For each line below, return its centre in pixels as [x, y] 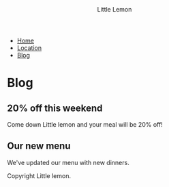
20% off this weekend [55, 108]
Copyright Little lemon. [39, 175]
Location [29, 48]
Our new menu [39, 146]
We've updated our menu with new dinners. [68, 162]
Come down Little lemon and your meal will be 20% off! [85, 124]
